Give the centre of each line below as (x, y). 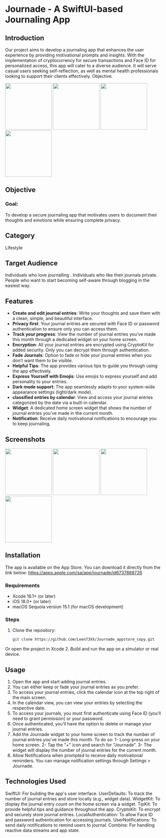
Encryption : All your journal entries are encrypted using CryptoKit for (83, 345)
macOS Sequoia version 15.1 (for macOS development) (68, 607)
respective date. (29, 708)
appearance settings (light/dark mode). (52, 392)
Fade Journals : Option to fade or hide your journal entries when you (82, 355)
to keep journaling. (31, 424)
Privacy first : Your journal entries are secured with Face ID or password (86, 324)
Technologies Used (35, 782)
